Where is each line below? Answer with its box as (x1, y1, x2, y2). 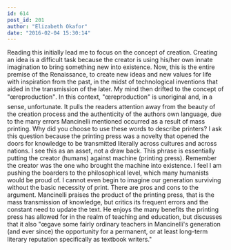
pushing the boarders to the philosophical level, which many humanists (7, 169, 209, 177)
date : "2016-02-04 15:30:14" (7, 29, 91, 37)
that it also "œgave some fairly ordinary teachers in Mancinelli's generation (7, 220, 221, 229)
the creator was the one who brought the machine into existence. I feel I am (7, 162, 222, 170)
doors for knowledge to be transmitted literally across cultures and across (7, 140, 217, 148)
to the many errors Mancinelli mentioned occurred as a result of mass (7, 117, 205, 126)
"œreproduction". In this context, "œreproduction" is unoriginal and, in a (7, 93, 212, 101)
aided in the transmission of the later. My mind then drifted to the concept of (7, 85, 224, 93)
